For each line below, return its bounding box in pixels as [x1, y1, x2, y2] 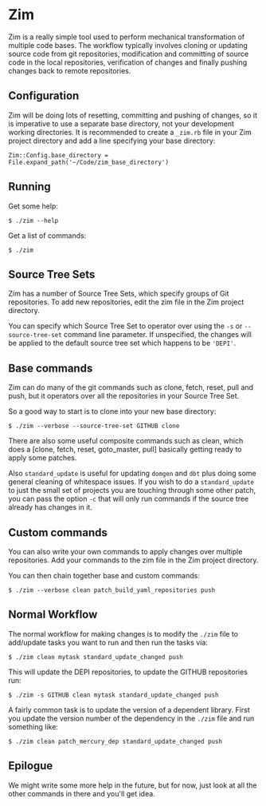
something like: [8, 721, 58, 732]
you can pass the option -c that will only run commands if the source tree [8, 494, 249, 504]
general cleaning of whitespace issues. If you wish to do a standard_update [8, 477, 255, 486]
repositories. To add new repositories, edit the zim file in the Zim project [8, 297, 244, 307]
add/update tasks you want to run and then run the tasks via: [8, 637, 209, 647]
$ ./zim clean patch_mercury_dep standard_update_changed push [8, 737, 223, 745]
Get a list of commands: [8, 230, 87, 240]
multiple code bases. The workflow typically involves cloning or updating [8, 40, 248, 50]
